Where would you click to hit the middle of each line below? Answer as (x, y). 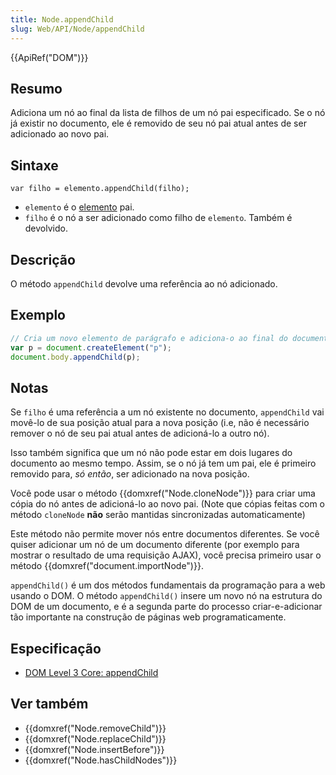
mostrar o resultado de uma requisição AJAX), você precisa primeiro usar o (166, 555)
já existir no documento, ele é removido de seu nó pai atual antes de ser (158, 123)
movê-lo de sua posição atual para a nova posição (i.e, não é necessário (160, 423)
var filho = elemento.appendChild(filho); (100, 189)
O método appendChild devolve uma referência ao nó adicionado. (144, 283)
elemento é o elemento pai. (79, 207)
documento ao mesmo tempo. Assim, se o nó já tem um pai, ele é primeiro (163, 463)
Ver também (49, 704)
